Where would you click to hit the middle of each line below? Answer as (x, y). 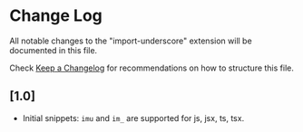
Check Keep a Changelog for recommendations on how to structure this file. (152, 68)
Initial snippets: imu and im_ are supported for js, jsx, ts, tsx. (133, 118)
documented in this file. (54, 50)
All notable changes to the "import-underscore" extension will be (131, 41)
